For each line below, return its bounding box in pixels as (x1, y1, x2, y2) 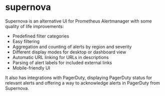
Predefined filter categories (12, 33, 69, 39)
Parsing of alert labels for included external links (12, 59, 112, 65)
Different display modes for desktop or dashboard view (12, 49, 126, 55)
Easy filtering (12, 38, 40, 44)
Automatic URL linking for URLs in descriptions (12, 54, 109, 60)
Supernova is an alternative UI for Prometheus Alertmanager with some (5, 18, 152, 24)
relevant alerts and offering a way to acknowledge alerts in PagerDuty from (5, 79, 160, 86)
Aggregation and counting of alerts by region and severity (12, 43, 132, 49)
